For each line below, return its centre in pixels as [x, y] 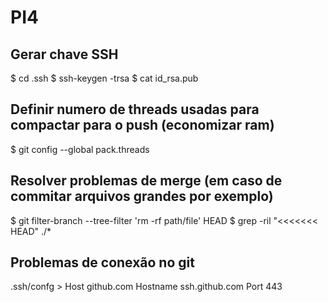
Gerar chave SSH [64, 54]
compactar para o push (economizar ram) [142, 125]
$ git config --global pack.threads [80, 149]
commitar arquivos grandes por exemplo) [142, 196]
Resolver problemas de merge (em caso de [146, 181]
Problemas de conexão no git [102, 262]
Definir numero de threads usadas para [135, 109]
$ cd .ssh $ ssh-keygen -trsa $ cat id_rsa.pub [104, 78]
